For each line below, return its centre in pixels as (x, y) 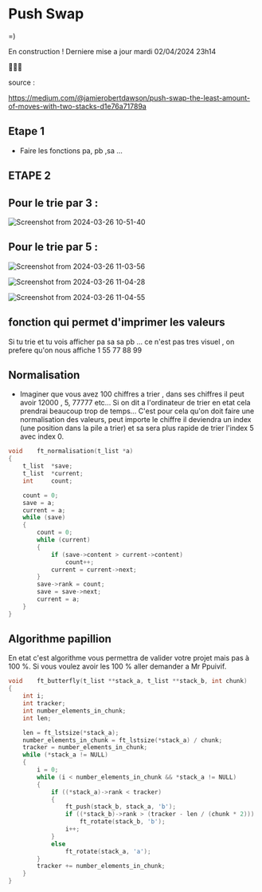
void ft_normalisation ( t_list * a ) (71, 452)
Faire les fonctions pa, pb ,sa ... (71, 150)
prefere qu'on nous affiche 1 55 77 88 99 (75, 350)
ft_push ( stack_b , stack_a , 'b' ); (121, 807)
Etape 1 (27, 131)
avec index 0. (42, 436)
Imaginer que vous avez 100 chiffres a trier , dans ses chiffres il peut (132, 394)
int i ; (33, 696)
